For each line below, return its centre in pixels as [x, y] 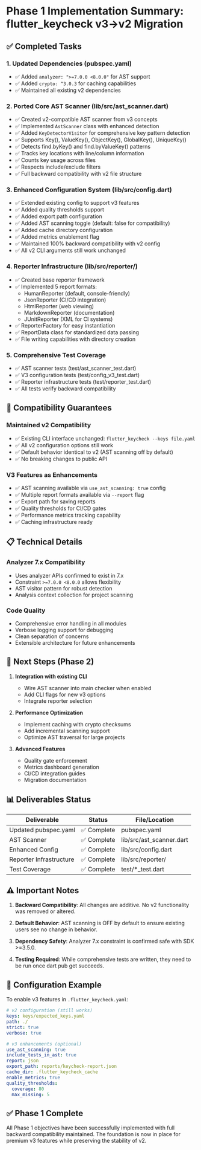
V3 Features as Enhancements [52, 474]
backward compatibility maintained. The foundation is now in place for [94, 1134]
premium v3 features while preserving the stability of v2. [76, 1141]
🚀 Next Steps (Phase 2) [50, 662]
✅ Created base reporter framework [60, 280]
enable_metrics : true [33, 1077]
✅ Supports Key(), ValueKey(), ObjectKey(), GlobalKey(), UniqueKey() [100, 140]
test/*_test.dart [143, 869]
